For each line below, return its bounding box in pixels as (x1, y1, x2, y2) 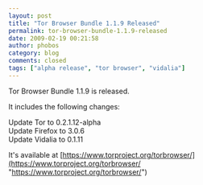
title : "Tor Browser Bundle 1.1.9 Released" (8, 19, 160, 27)
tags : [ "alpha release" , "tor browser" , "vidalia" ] (8, 64, 185, 72)
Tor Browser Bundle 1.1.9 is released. (8, 86, 130, 96)
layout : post (8, 11, 52, 20)
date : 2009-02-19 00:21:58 (8, 34, 99, 43)
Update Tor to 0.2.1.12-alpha (8, 117, 101, 127)
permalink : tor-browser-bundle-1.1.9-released (8, 27, 168, 35)
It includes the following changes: (8, 101, 121, 111)
